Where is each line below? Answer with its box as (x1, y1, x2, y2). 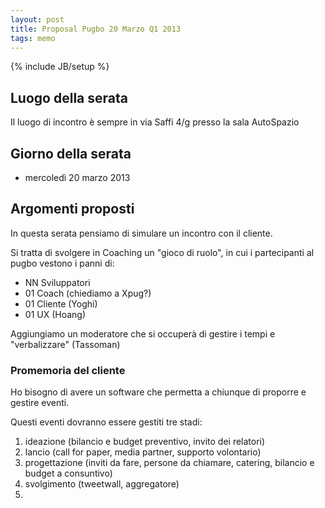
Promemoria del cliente (10, 363, 126, 377)
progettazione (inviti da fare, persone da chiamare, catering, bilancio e (24, 457, 315, 469)
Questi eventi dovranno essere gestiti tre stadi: (10, 416, 203, 428)
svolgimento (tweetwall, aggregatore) (24, 478, 180, 490)
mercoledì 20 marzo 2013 (24, 172, 131, 183)
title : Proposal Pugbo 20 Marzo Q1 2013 (10, 24, 182, 34)
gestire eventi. (10, 397, 70, 409)
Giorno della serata (10, 145, 132, 162)
